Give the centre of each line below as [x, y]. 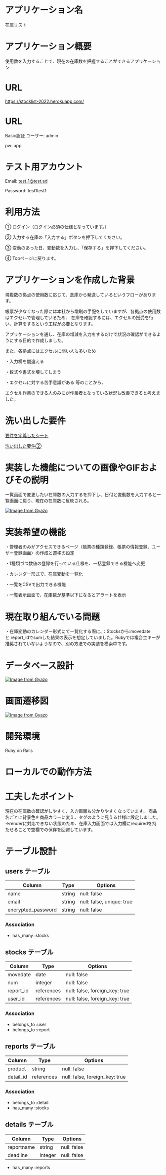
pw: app [13, 145]
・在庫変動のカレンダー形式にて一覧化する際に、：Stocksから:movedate [78, 631]
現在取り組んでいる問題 [53, 617]
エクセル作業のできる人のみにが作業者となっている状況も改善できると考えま [83, 393]
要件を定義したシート [27, 435]
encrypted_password [32, 910]
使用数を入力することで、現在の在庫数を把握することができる [68, 61]
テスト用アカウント [44, 167]
